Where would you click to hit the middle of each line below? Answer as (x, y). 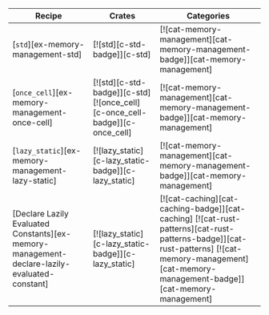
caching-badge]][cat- (203, 209)
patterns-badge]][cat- (203, 238)
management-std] (47, 54)
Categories (209, 16)
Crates (122, 16)
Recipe (48, 16)
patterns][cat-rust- (197, 229)
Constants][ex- (42, 234)
